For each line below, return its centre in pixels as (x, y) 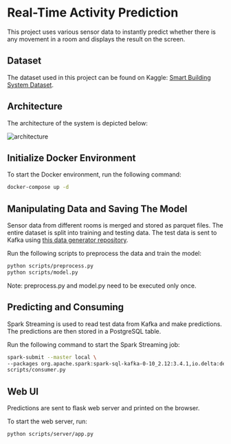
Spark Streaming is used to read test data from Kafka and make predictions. (114, 324)
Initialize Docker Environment (71, 158)
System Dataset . (30, 85)
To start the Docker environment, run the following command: (94, 174)
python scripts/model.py (43, 272)
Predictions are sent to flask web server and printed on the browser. (103, 408)
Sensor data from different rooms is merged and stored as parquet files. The (115, 225)
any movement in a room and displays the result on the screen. (96, 39)
